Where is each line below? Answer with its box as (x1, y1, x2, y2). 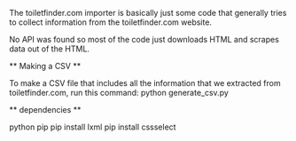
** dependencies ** (9, 105, 82, 114)
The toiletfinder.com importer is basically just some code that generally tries (9, 8, 287, 18)
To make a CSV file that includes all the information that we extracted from (9, 78, 281, 88)
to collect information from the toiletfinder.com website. (9, 17, 213, 27)
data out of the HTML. (9, 43, 90, 54)
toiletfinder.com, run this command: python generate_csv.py (9, 88, 229, 98)
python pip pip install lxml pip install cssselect (9, 121, 176, 132)
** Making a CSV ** (9, 61, 82, 71)
